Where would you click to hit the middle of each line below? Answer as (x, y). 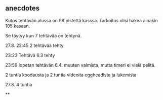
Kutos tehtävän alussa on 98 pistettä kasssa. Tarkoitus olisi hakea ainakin (81, 20)
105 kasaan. (18, 26)
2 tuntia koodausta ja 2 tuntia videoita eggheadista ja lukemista (71, 75)
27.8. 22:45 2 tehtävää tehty (34, 45)
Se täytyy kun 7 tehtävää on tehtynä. (44, 35)
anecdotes (23, 8)
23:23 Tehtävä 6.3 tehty (30, 55)
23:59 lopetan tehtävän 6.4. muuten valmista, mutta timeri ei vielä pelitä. (80, 65)
